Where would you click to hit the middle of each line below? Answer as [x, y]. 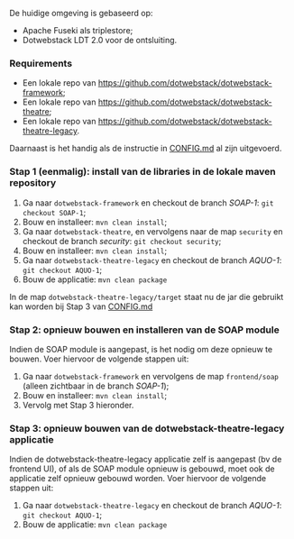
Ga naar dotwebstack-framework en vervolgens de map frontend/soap [151, 376]
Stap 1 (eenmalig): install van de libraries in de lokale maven [143, 172]
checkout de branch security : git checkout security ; [122, 241]
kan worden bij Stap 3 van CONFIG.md [81, 306]
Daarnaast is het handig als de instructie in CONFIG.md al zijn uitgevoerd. [146, 149]
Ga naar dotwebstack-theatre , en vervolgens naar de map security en [152, 231]
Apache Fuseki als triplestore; [78, 30]
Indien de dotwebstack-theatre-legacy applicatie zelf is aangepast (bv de [146, 460]
